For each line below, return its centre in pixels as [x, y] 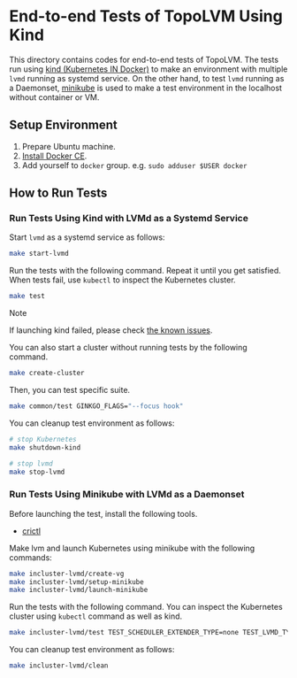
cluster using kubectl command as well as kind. [96, 616]
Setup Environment [63, 125]
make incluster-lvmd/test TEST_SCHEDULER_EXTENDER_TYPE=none [124, 633]
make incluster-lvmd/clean [59, 666]
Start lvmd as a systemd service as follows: [87, 237]
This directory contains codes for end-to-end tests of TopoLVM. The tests [144, 59]
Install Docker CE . [54, 156]
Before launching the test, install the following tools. [103, 513]
